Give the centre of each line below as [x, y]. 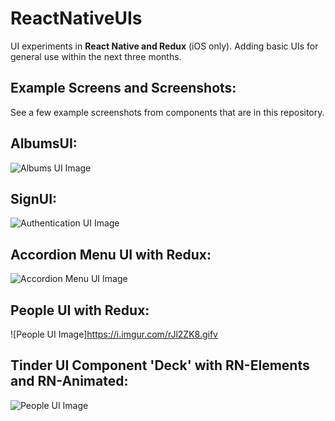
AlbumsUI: [44, 143]
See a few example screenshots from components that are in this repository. [167, 112]
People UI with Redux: [80, 310]
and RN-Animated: [69, 381]
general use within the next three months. [96, 56]
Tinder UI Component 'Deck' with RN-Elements [160, 365]
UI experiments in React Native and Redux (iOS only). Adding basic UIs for [164, 46]
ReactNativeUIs [76, 18]
